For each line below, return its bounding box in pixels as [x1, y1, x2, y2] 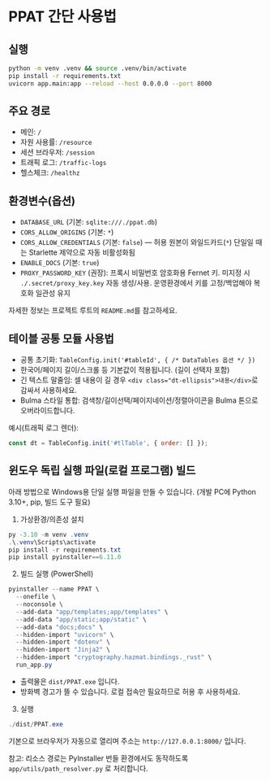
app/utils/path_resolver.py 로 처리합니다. [8, 763, 148, 773]
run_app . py [15, 661, 53, 669]
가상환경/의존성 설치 [19, 514, 84, 524]
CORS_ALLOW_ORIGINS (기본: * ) [19, 227, 114, 237]
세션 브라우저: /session [19, 147, 96, 157]
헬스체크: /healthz [19, 168, 80, 177]
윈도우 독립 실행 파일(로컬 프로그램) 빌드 [8, 464, 196, 478]
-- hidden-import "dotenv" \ [15, 638, 111, 647]
